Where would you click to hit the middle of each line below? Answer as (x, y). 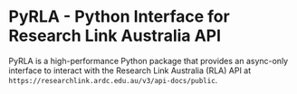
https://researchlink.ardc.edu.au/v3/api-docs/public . (113, 80)
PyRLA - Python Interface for (119, 17)
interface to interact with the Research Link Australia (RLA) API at (130, 70)
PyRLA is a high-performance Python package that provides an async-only (148, 61)
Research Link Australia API (115, 36)
